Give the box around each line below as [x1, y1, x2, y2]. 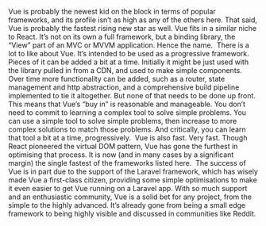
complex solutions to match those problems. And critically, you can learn [8, 124, 246, 134]
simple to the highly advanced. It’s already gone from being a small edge [8, 201, 246, 209]
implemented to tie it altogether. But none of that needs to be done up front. [8, 91, 256, 100]
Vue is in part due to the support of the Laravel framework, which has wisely [8, 167, 258, 176]
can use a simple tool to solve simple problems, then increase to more [8, 117, 237, 125]
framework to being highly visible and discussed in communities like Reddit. [8, 209, 256, 218]
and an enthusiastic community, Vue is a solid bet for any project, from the [8, 192, 253, 201]
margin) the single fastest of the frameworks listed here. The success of [8, 159, 246, 167]
